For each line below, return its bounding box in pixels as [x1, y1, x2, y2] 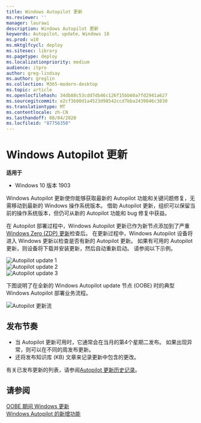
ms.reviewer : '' [6, 14, 47, 20]
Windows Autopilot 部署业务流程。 [6, 289, 91, 297]
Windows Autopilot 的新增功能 [6, 410, 81, 417]
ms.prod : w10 [6, 37, 39, 43]
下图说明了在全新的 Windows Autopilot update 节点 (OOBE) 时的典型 [6, 282, 175, 289]
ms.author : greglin [6, 76, 55, 82]
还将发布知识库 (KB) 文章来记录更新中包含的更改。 [14, 353, 140, 361]
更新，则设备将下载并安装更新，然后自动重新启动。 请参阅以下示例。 [6, 245, 176, 252]
